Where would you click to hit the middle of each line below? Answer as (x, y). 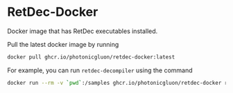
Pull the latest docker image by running (63, 44)
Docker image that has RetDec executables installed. (83, 31)
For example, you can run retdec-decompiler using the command (100, 70)
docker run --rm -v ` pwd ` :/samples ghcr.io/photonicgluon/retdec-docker (114, 83)
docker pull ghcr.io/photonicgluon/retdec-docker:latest (91, 57)
